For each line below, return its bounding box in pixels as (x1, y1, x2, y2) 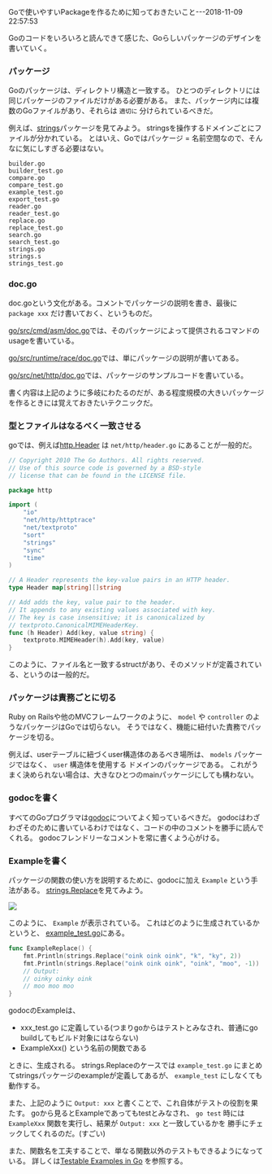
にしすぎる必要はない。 (29, 143, 108, 153)
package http (8, 486, 53, 494)
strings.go (8, 245, 45, 254)
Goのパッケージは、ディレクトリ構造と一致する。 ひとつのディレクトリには (8, 85, 261, 95)
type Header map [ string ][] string (8, 584, 122, 592)
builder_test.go (8, 167, 63, 175)
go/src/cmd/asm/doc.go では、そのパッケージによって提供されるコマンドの (8, 325, 260, 335)
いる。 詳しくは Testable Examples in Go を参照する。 (8, 1156, 188, 1166)
